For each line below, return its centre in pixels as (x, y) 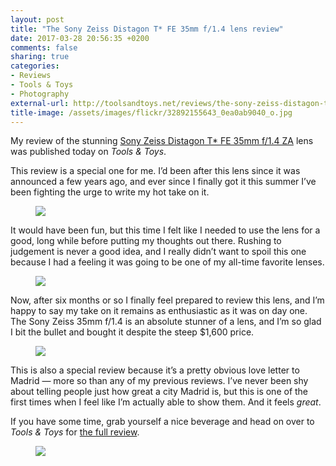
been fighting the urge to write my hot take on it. (110, 192)
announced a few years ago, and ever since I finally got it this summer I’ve (163, 182)
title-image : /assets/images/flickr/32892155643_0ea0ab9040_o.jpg (151, 112)
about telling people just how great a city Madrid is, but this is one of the (159, 392)
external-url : (40, 103)
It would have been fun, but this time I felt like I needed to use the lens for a (165, 230)
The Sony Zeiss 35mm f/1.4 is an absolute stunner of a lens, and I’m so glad (166, 322)
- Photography (40, 94)
